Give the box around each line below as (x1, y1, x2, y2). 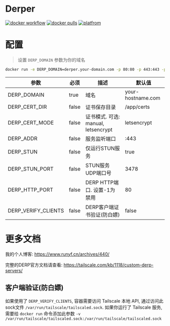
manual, (85, 119, 105, 127)
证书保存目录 (85, 103, 116, 110)
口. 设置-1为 (85, 186, 115, 193)
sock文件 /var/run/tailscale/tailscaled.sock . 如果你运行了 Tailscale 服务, (5, 304, 163, 310)
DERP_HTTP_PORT (8, 186, 54, 193)
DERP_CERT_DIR (8, 103, 47, 110)
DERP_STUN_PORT (8, 165, 54, 172)
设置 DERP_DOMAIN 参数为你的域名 (17, 57, 86, 63)
